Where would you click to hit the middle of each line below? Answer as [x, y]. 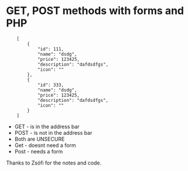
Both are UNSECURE [40, 139]
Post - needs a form [39, 151]
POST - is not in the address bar [53, 132]
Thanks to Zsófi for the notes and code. [54, 163]
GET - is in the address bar [47, 126]
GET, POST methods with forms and [95, 11]
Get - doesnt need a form [45, 145]
